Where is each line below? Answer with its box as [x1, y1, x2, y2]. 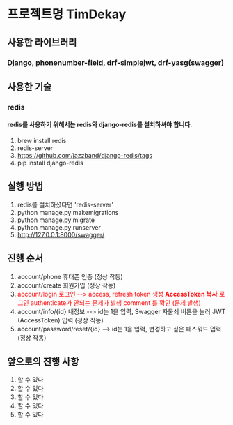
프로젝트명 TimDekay [7, 6, 127, 22]
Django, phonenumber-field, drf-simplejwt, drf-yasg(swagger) [7, 57, 225, 67]
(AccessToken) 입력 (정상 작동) [17, 315, 104, 325]
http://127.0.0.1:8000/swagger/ [17, 230, 105, 239]
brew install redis [17, 137, 67, 145]
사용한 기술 [7, 81, 52, 93]
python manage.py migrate [17, 216, 95, 224]
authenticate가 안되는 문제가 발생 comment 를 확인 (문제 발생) [30, 298, 202, 307]
